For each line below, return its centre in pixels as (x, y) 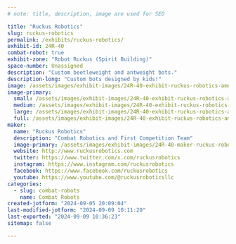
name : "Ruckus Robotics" (50, 131)
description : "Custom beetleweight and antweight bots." (92, 72)
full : (22, 118)
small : (23, 99)
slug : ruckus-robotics (40, 33)
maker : (17, 125)
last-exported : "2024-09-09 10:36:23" (64, 217)
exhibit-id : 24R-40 (36, 47)
